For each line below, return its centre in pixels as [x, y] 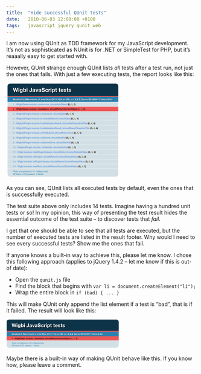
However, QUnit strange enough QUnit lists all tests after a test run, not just [100, 68]
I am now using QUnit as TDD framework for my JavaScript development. [97, 43]
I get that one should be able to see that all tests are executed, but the [93, 231]
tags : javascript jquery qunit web [54, 25]
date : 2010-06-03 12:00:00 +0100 [51, 19]
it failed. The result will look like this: [51, 311]
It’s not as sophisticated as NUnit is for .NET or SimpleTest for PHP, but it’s [98, 50]
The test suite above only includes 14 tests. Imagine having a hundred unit [98, 206]
